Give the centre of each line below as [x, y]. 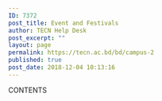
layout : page [30, 45]
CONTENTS [28, 90]
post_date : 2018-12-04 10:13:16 [62, 68]
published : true [35, 60]
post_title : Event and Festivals [64, 23]
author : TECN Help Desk [48, 30]
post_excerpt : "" [37, 38]
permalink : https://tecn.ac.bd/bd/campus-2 [81, 52]
